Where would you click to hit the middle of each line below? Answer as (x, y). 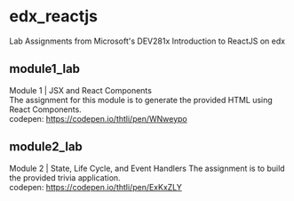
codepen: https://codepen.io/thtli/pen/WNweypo (99, 118)
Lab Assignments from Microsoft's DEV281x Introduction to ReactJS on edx (147, 41)
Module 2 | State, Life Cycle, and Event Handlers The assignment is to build (147, 168)
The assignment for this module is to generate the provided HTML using (141, 100)
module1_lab (45, 69)
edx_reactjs (53, 16)
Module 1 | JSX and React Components (81, 90)
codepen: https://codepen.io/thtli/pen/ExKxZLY (95, 187)
